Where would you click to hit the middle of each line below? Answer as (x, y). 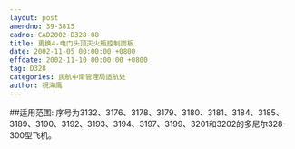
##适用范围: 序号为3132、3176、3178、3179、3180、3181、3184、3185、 (147, 112)
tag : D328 (28, 69)
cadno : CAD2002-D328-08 (54, 35)
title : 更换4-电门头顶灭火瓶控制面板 (72, 43)
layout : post (34, 18)
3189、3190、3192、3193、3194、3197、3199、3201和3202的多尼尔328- (148, 124)
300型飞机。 (33, 135)
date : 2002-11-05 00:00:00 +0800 (73, 52)
